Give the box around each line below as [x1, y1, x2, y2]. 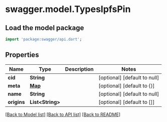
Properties [5, 51, 39, 59]
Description [65, 65, 94, 72]
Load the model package [5, 24, 85, 32]
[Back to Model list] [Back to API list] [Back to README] [5, 111, 121, 117]
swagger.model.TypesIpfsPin [5, 4, 131, 15]
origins [8, 98, 25, 105]
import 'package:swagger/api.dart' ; [5, 37, 82, 42]
